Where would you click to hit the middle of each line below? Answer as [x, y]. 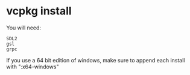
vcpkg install [39, 11]
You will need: [24, 28]
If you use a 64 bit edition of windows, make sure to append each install [96, 60]
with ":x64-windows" [33, 67]
